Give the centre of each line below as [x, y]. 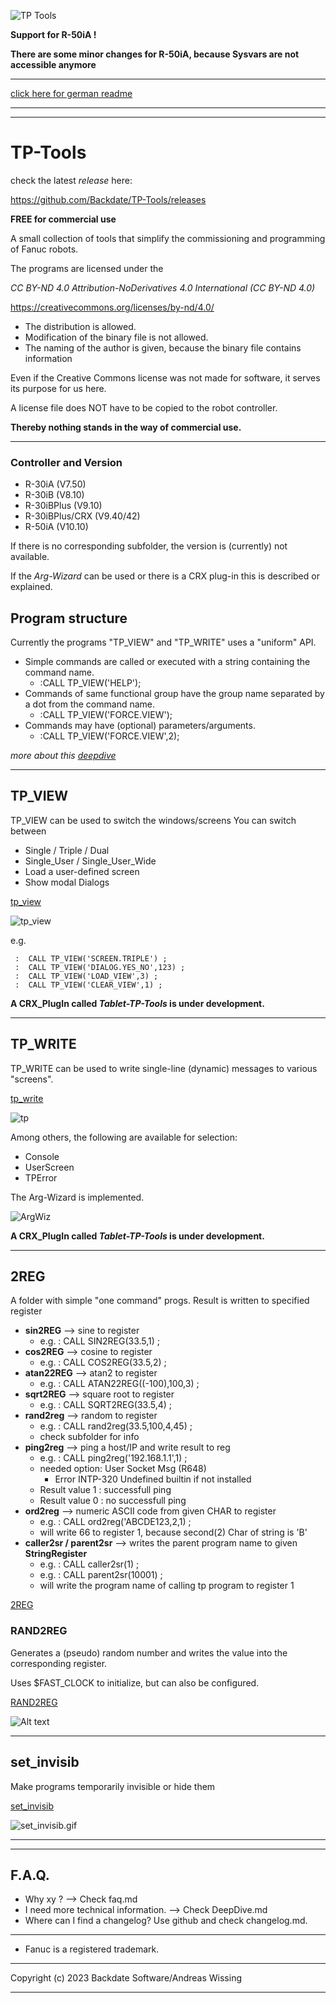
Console [42, 1156]
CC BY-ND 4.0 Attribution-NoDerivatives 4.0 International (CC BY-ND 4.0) [163, 287]
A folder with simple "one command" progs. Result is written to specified [160, 1301]
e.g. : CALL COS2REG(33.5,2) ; [103, 1362]
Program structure [69, 618]
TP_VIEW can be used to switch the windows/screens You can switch [153, 820]
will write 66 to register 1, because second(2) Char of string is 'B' [173, 1532]
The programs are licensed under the [87, 268]
